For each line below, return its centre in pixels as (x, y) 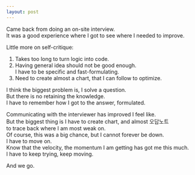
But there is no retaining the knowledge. (56, 96)
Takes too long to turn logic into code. (62, 59)
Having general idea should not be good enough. (76, 65)
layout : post (23, 12)
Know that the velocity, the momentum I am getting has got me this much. (98, 147)
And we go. (20, 165)
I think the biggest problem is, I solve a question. (66, 90)
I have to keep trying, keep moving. (50, 154)
